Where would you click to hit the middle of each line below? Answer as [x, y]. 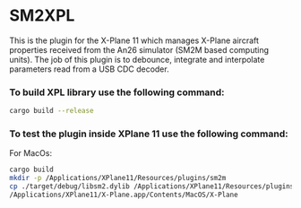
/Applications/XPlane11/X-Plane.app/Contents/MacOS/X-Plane [124, 195]
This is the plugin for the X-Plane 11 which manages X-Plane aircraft [134, 40]
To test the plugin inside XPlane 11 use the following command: [149, 134]
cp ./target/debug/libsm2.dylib [69, 186]
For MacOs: [30, 153]
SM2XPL [42, 16]
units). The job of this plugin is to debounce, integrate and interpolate [137, 59]
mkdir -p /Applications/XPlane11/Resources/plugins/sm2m [118, 178]
